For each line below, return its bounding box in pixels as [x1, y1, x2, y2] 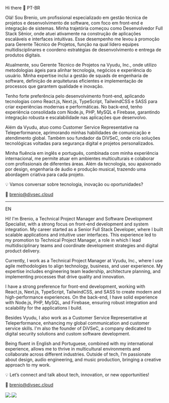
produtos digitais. [5, 52, 42, 58]
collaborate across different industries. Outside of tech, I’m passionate [5, 351, 151, 357]
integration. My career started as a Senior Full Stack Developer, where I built [5, 226, 163, 232]
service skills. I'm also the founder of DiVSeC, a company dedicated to [5, 325, 152, 331]
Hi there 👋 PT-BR [5, 5, 40, 11]
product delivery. [5, 248, 41, 254]
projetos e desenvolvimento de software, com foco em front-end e [5, 20, 143, 26]
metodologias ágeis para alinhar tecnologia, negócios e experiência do [5, 67, 152, 73]
